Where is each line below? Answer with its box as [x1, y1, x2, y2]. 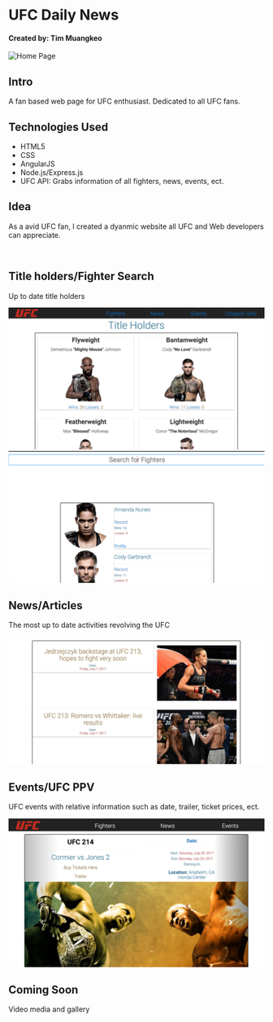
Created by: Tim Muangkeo [8, 33, 103, 42]
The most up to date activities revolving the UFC [8, 621, 171, 630]
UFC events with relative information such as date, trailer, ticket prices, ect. [8, 802, 260, 812]
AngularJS [19, 159, 55, 169]
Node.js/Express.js [19, 168, 84, 178]
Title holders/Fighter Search [8, 270, 154, 283]
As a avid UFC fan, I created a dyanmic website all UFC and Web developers [8, 222, 264, 231]
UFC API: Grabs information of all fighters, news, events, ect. [19, 177, 224, 186]
